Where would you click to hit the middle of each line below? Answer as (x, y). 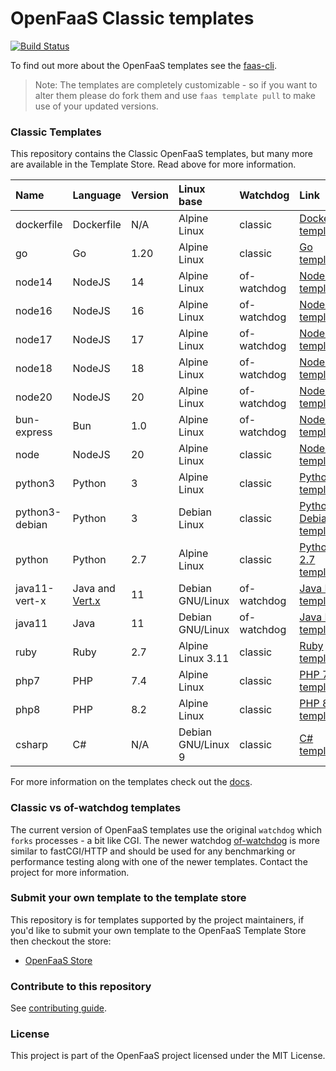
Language (97, 195)
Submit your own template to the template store (128, 898)
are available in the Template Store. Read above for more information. (153, 164)
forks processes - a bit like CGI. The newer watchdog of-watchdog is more (165, 840)
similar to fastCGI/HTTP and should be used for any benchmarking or (153, 851)
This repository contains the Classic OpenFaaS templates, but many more (161, 154)
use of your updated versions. (96, 106)
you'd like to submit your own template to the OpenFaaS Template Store (158, 930)
